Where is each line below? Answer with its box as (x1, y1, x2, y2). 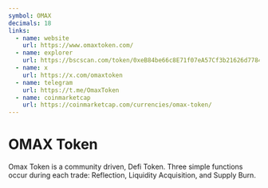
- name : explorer (15, 49, 73, 57)
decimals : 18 (8, 19, 52, 27)
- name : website (15, 34, 69, 42)
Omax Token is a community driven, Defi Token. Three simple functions (8, 162, 243, 172)
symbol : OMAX (8, 11, 52, 20)
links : (8, 26, 30, 34)
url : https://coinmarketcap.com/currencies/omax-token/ (22, 101, 213, 109)
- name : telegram (15, 78, 73, 86)
